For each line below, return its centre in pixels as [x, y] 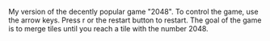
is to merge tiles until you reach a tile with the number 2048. [108, 29]
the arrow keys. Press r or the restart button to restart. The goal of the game [135, 20]
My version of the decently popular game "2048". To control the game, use [133, 12]
